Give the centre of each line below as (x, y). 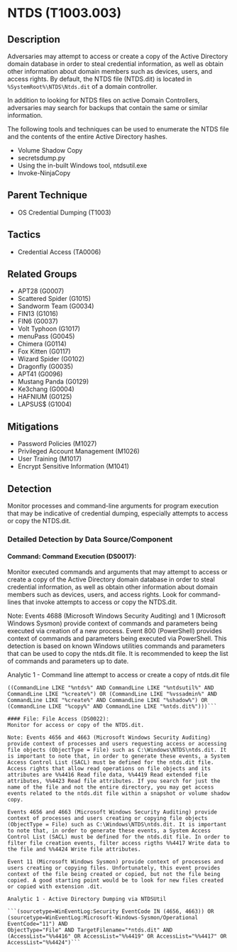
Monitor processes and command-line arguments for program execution (113, 506)
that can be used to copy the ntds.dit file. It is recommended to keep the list (118, 654)
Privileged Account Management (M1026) (78, 452)
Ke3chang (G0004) (46, 389)
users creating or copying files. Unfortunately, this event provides (114, 868)
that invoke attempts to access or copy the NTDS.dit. (100, 602)
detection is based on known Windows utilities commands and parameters (116, 646)
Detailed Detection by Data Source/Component (90, 539)
